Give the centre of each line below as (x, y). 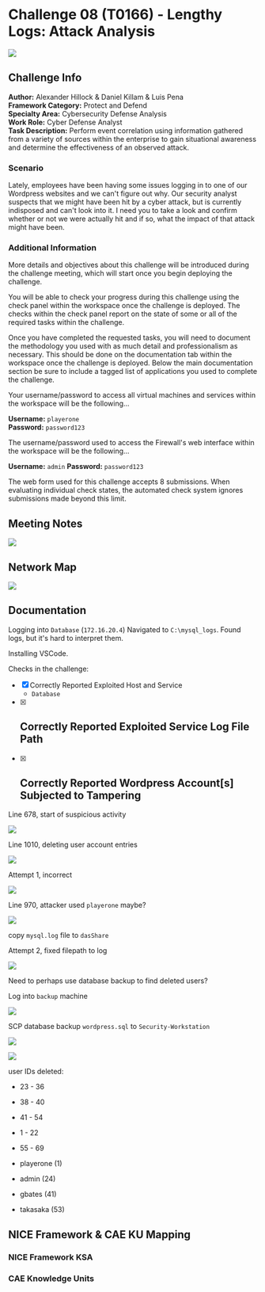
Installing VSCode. (38, 653)
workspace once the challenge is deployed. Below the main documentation (131, 363)
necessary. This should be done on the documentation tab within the (120, 355)
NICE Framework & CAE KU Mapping (100, 1235)
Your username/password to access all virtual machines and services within (132, 395)
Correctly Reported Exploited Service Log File (134, 727)
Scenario (26, 168)
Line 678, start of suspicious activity (67, 814)
